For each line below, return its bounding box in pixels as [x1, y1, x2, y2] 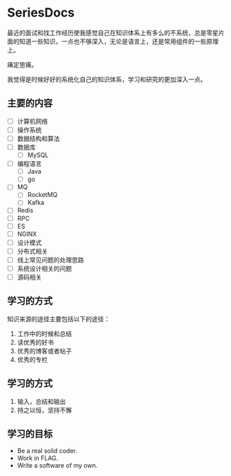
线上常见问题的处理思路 [17, 256, 84, 264]
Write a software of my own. [17, 461, 98, 470]
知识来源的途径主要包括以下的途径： [7, 314, 110, 323]
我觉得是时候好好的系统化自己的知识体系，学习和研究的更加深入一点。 [7, 75, 207, 84]
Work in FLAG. [17, 454, 59, 462]
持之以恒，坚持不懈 [17, 406, 72, 414]
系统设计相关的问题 [17, 264, 72, 272]
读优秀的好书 [17, 338, 54, 346]
